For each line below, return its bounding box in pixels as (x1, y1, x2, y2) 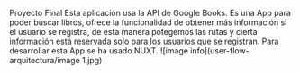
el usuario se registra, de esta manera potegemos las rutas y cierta (9, 27, 259, 37)
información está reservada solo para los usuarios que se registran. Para (9, 36, 279, 46)
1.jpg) (81, 55, 103, 65)
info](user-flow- (190, 45, 250, 56)
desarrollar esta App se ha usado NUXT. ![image (9, 45, 189, 56)
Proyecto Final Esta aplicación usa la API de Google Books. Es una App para (9, 8, 291, 18)
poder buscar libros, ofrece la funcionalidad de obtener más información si (9, 17, 287, 28)
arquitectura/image (9, 55, 81, 65)
